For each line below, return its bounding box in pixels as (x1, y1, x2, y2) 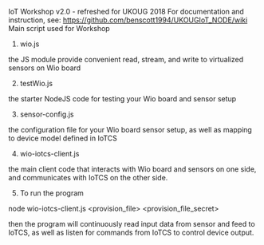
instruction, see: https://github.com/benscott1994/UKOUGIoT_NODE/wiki (8, 15, 248, 25)
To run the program (19, 188, 84, 198)
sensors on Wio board (8, 63, 81, 73)
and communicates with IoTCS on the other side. (8, 173, 168, 182)
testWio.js (19, 79, 53, 88)
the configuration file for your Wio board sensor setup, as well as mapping (8, 125, 253, 134)
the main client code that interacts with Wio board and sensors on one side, (8, 164, 257, 174)
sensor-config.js (19, 109, 74, 119)
